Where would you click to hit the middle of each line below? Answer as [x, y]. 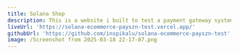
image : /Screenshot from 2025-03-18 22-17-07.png [83, 40]
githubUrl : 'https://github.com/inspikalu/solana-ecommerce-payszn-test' [119, 33]
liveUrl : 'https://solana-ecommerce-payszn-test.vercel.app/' [101, 27]
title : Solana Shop [36, 14]
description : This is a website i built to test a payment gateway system [121, 20]
